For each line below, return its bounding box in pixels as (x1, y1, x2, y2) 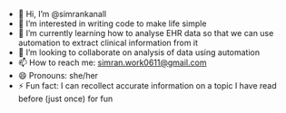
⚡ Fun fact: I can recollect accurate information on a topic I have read (17, 80, 277, 90)
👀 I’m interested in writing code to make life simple (17, 18, 207, 29)
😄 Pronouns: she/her (17, 71, 98, 80)
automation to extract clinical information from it (17, 37, 198, 48)
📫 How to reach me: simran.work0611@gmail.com (17, 57, 207, 68)
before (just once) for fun (17, 93, 113, 104)
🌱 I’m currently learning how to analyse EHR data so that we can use (17, 28, 274, 38)
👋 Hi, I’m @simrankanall (17, 9, 107, 19)
